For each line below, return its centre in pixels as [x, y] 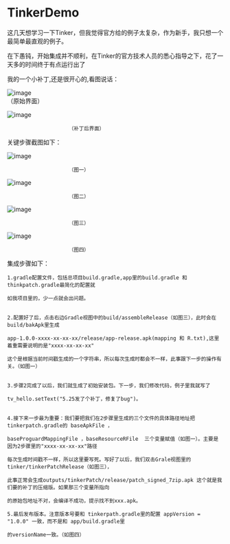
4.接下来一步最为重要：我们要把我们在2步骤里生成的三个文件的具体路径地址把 [101, 418]
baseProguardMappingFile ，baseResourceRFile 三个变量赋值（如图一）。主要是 [113, 439]
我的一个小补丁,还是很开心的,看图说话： [63, 79]
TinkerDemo [43, 13]
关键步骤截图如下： [34, 142]
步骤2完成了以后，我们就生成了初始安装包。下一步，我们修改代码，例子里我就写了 [112, 385]
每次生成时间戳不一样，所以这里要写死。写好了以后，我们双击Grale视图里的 [99, 459]
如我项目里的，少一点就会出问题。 [48, 298]
